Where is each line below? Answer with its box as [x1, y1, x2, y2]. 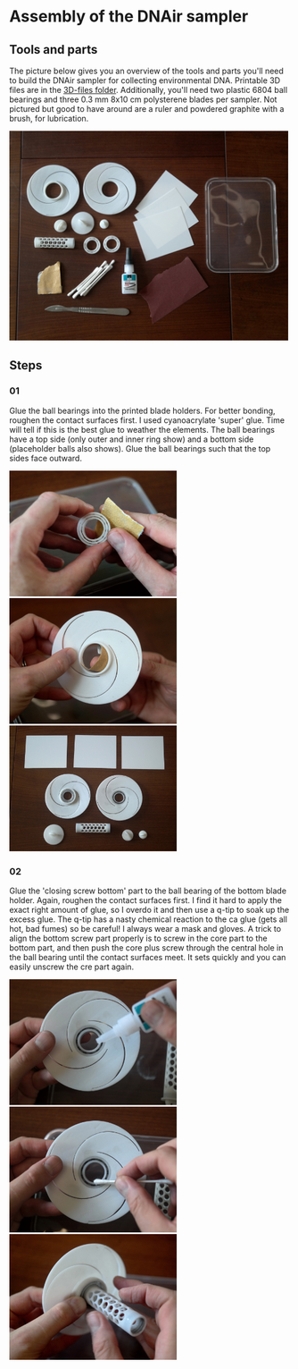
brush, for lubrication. [9, 114, 89, 123]
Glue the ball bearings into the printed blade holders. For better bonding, [9, 405, 276, 416]
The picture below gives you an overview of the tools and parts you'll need [9, 65, 284, 76]
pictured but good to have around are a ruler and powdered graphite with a [9, 104, 285, 114]
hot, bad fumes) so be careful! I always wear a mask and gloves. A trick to [9, 923, 282, 934]
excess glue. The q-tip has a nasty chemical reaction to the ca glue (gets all [9, 914, 288, 925]
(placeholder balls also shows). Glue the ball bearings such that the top [9, 443, 271, 453]
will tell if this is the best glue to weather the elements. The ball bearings [9, 424, 275, 435]
